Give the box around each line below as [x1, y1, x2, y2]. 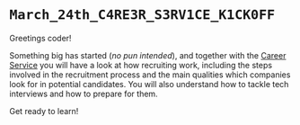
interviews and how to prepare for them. [9, 88, 159, 99]
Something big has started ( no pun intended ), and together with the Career [9, 49, 287, 60]
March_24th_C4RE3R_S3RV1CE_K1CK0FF [9, 6, 276, 23]
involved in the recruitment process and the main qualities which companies [9, 69, 291, 80]
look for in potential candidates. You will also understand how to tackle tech [9, 78, 289, 89]
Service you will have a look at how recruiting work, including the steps [9, 59, 272, 70]
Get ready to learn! [9, 105, 79, 116]
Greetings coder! [9, 32, 72, 43]
